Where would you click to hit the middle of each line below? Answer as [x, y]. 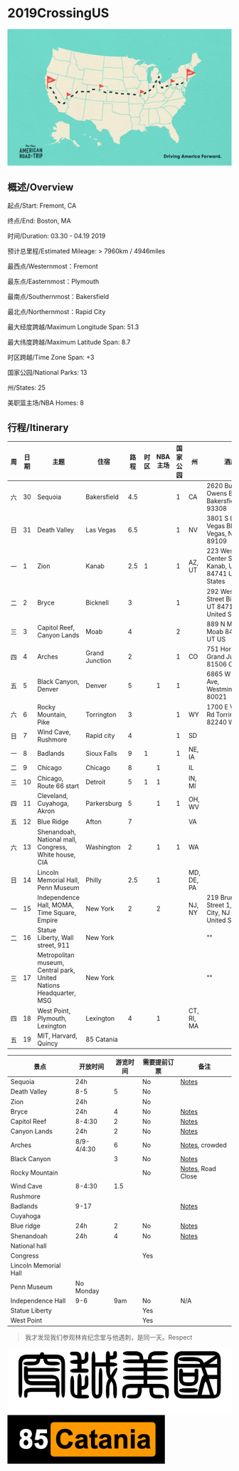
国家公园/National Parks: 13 [47, 373]
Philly [94, 880]
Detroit [96, 782]
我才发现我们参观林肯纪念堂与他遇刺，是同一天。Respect [108, 1337]
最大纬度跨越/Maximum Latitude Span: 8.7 [69, 342]
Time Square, [57, 912]
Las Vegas [101, 530]
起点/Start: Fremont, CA [42, 206]
